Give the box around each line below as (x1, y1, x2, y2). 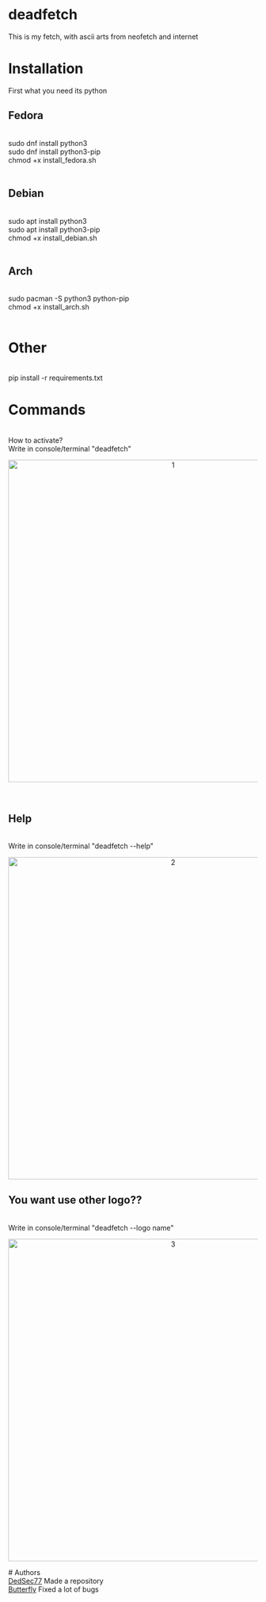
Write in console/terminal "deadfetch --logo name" (8, 1223, 174, 1232)
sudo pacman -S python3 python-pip (8, 294, 130, 303)
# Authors (8, 1567, 41, 1577)
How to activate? (8, 436, 63, 445)
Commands (8, 401, 86, 419)
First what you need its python (8, 86, 108, 95)
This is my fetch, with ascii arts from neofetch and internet (8, 32, 199, 41)
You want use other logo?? (8, 1193, 142, 1207)
